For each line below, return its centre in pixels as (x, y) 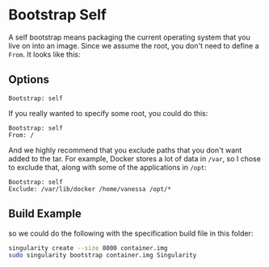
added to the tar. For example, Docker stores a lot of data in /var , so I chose (134, 158)
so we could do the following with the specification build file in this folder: (131, 233)
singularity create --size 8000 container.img (88, 248)
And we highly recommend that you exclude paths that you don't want (125, 150)
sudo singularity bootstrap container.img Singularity (103, 256)
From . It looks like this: (44, 54)
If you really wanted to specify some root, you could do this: (108, 113)
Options (29, 79)
